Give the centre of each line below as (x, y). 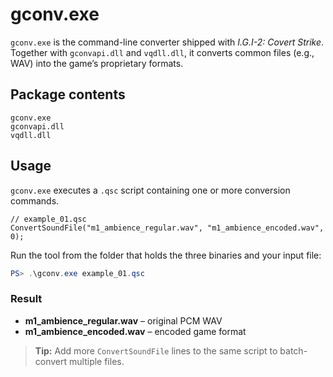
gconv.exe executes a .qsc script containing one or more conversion (150, 190)
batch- (293, 350)
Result (26, 299)
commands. (35, 200)
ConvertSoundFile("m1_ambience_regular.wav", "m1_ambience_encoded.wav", (167, 228)
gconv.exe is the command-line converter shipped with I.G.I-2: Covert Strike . (167, 42)
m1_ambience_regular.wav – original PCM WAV (123, 320)
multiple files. (97, 361)
